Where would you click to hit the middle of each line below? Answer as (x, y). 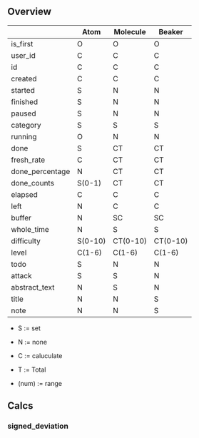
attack (21, 275)
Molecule (130, 31)
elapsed (24, 194)
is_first (22, 44)
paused (24, 113)
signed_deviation (38, 426)
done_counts (33, 183)
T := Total (32, 370)
